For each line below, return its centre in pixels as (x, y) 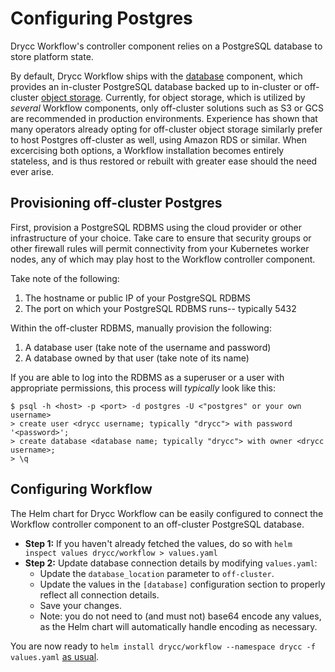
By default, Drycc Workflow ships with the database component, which (156, 76)
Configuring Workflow (81, 489)
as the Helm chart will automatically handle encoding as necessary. (178, 626)
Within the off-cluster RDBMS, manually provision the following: (141, 328)
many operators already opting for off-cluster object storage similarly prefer (166, 129)
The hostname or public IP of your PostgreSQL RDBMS (138, 298)
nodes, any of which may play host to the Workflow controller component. (163, 259)
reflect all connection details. (99, 594)
